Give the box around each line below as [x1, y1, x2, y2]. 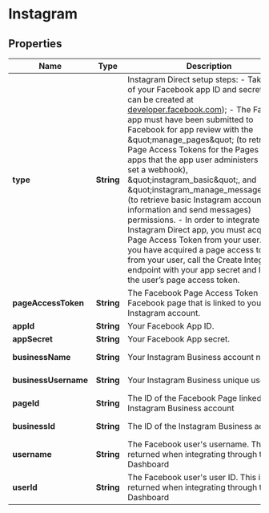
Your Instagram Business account [127, 352, 255, 362]
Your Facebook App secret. [127, 333, 231, 345]
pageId [12, 398, 40, 409]
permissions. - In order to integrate [127, 214, 260, 225]
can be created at [127, 94, 194, 105]
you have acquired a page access [127, 244, 255, 255]
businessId [12, 421, 56, 431]
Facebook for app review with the [127, 124, 254, 135]
